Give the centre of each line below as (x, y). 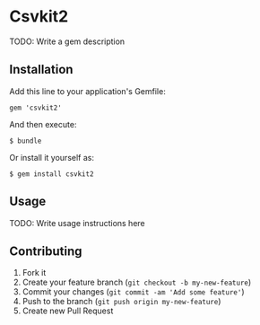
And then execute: (43, 124)
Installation (41, 70)
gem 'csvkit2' (36, 108)
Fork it (34, 273)
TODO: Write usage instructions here (77, 223)
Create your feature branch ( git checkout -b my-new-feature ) (137, 282)
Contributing (46, 251)
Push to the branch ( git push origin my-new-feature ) (121, 302)
